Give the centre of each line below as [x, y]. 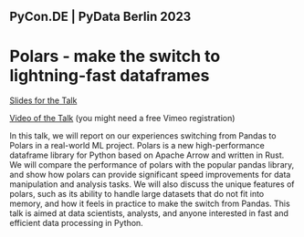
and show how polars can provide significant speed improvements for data [150, 175]
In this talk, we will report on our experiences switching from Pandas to [143, 136]
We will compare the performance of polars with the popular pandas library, [152, 165]
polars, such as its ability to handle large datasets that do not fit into [137, 194]
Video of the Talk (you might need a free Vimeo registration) [122, 118]
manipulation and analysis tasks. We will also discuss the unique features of [152, 184]
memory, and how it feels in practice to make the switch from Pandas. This [150, 204]
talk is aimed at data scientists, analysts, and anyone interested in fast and [149, 213]
